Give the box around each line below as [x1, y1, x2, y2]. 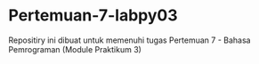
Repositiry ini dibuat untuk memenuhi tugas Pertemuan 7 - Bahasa [8, 35, 251, 45]
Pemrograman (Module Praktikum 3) [8, 44, 142, 54]
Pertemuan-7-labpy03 [8, 5, 179, 26]
